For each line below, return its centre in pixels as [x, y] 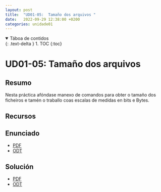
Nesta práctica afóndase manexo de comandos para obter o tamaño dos [81, 95]
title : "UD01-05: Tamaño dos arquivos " [50, 15]
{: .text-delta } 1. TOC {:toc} [34, 44]
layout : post [19, 10]
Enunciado [22, 134]
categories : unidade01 [29, 24]
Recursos [21, 116]
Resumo [18, 83]
